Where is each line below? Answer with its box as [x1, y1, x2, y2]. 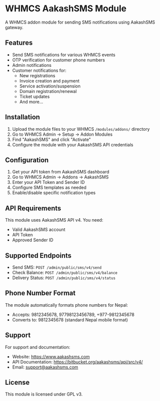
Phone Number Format [5, 289, 76, 297]
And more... [19, 99, 43, 105]
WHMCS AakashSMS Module [5, 3, 127, 14]
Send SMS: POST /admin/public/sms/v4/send [12, 264, 102, 270]
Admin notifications [12, 62, 52, 68]
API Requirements [5, 204, 61, 212]
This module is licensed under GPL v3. [5, 391, 83, 397]
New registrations [19, 72, 55, 79]
